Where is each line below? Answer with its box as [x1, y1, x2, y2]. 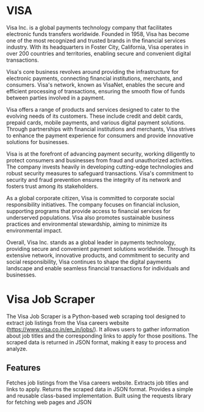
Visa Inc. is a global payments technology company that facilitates [6, 24, 172, 31]
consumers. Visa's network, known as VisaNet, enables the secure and [6, 81, 185, 89]
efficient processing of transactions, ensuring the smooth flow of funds [6, 87, 185, 95]
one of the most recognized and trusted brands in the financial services [6, 37, 186, 44]
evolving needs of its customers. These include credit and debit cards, [6, 112, 183, 120]
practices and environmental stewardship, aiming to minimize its [6, 220, 167, 228]
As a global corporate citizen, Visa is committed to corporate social [6, 194, 175, 201]
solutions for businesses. [6, 138, 69, 145]
